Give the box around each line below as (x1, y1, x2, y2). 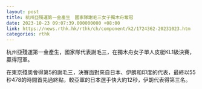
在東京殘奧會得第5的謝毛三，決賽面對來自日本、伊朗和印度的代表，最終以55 (6, 69, 196, 76)
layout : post (6, 8, 39, 15)
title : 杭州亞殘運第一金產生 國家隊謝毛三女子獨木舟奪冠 (6, 14, 134, 20)
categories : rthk (6, 31, 50, 37)
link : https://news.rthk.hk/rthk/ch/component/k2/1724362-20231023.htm (6, 25, 191, 32)
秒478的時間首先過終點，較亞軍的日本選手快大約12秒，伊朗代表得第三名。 (6, 76, 191, 84)
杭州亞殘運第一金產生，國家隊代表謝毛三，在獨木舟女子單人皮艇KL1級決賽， (6, 49, 195, 56)
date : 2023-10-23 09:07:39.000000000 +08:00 (6, 20, 120, 26)
